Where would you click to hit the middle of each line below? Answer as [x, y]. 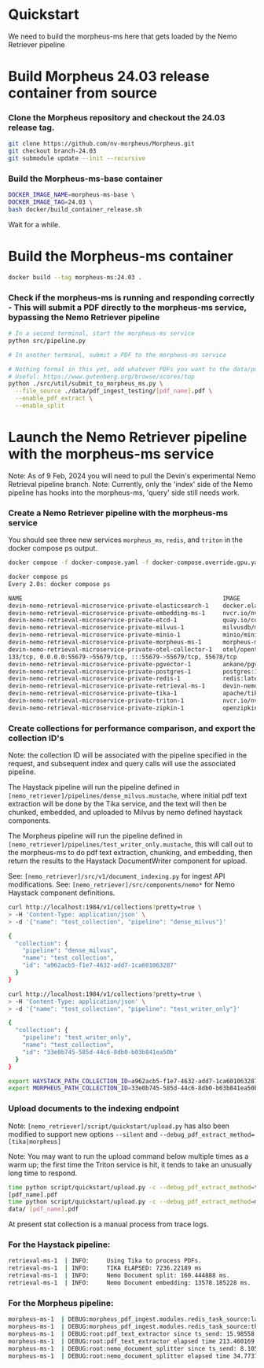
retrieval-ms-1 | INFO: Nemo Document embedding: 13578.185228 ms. [130, 1283]
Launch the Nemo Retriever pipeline [128, 437]
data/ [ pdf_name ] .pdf [44, 1209]
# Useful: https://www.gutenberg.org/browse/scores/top [101, 376]
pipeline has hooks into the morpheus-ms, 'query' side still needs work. [124, 492]
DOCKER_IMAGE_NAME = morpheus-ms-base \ [71, 195]
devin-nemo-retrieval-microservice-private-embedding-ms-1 [107, 613]
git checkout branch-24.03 [52, 151]
